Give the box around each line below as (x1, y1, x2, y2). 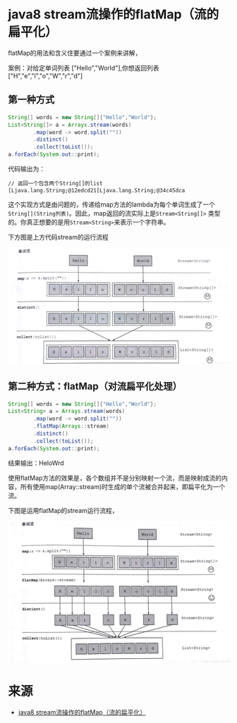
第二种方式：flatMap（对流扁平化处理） (8, 381, 182, 393)
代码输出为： (8, 165, 45, 173)
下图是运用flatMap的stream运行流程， (8, 506, 119, 514)
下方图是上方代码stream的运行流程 (8, 233, 109, 241)
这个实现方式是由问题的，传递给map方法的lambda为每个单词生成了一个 (8, 200, 216, 209)
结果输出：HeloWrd (8, 459, 64, 467)
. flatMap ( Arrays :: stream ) (33, 423, 110, 430)
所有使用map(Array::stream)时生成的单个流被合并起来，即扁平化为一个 (20, 482, 226, 490)
